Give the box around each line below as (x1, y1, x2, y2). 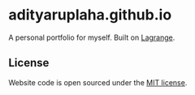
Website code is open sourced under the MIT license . (8, 77, 188, 87)
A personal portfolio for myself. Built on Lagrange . (8, 32, 175, 42)
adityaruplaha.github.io (8, 6, 172, 24)
